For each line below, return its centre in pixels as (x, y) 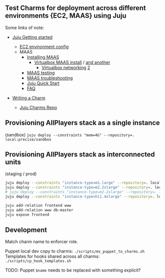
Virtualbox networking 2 (66, 67)
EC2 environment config (44, 47)
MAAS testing (41, 73)
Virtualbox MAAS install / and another (72, 62)
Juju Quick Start (43, 83)
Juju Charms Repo (38, 107)
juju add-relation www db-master (39, 210)
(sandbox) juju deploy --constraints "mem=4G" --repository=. (70, 135)
